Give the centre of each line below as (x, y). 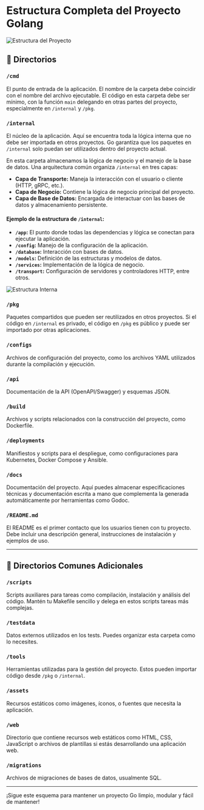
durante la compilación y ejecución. (51, 364)
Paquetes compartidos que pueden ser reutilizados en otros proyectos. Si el (101, 317)
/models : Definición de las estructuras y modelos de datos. (88, 258)
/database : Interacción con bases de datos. (69, 252)
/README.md (22, 515)
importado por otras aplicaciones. (49, 330)
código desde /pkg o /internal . (46, 676)
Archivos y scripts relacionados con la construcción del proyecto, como (96, 419)
